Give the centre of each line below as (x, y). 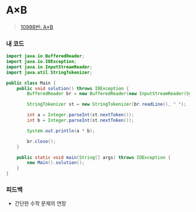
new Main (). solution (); (56, 163)
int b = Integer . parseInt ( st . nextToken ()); (80, 120)
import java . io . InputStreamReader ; (49, 67)
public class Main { (31, 83)
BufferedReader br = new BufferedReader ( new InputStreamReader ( (107, 94)
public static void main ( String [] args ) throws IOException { (94, 157)
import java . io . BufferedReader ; (45, 56)
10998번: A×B (37, 27)
